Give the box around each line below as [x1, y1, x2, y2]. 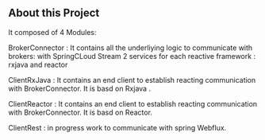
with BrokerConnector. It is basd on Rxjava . [8, 84, 152, 93]
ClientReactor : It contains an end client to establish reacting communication [8, 99, 258, 108]
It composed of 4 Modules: [8, 27, 97, 37]
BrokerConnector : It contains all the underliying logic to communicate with [8, 43, 253, 52]
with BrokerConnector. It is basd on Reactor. [8, 107, 153, 117]
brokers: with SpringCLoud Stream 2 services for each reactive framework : [8, 51, 256, 60]
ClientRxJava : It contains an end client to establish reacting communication [8, 75, 256, 84]
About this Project [8, 6, 100, 20]
